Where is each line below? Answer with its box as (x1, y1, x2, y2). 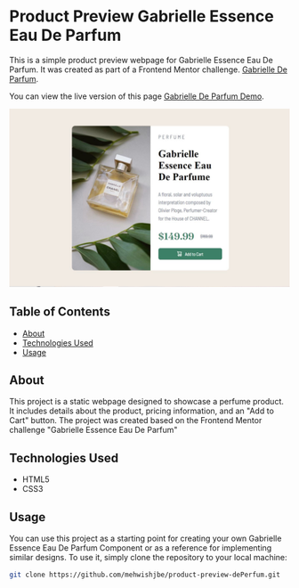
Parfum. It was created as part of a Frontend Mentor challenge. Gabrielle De (9, 64, 287, 75)
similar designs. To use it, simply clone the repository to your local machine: (9, 552, 287, 563)
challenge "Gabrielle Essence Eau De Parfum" (9, 425, 178, 436)
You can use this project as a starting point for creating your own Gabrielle (9, 533, 282, 544)
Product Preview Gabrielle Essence (9, 6, 274, 27)
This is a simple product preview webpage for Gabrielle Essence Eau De (9, 54, 273, 65)
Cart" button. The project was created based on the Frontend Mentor (9, 415, 263, 426)
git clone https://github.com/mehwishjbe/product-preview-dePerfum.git (9, 570, 280, 580)
